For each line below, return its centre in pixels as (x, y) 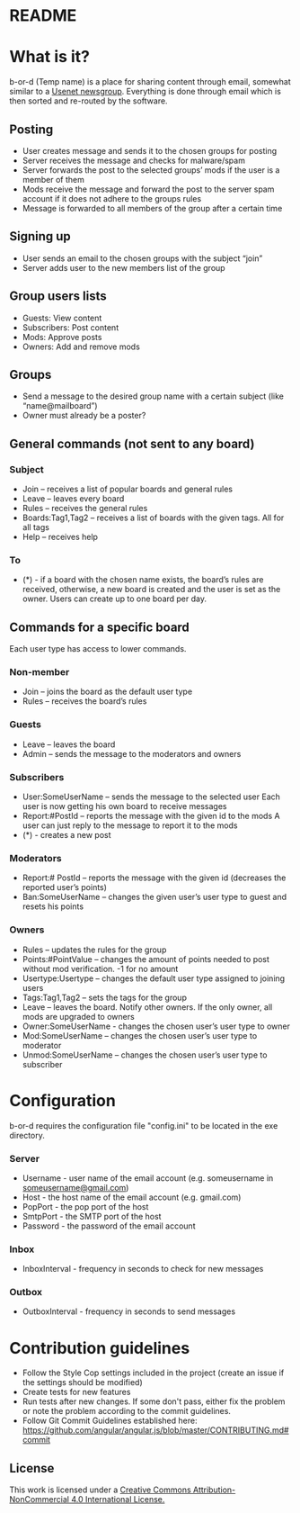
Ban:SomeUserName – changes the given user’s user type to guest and (154, 897)
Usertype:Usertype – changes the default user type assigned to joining (154, 978)
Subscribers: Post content (71, 327)
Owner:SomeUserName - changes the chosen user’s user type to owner (156, 1026)
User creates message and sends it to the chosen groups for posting (150, 150)
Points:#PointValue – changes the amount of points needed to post (146, 959)
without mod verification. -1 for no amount (100, 968)
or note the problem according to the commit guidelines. (127, 1411)
